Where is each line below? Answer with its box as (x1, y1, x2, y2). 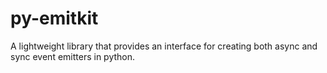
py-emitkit (10, 7, 99, 30)
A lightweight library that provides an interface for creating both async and (10, 40, 318, 52)
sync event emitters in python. (10, 50, 136, 62)
